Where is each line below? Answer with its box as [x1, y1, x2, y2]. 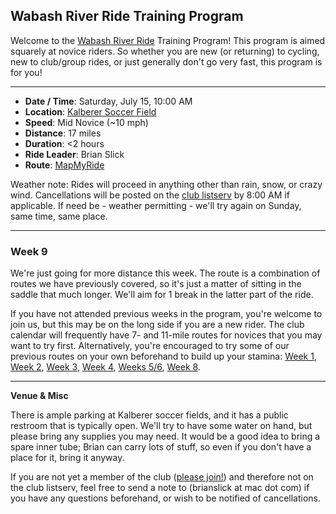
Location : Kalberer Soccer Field [24, 105, 157, 118]
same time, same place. [10, 210, 108, 222]
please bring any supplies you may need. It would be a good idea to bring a [10, 430, 321, 443]
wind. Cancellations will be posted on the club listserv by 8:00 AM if [10, 189, 290, 201]
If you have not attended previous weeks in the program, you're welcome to [10, 308, 323, 320]
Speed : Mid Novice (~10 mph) [24, 116, 149, 128]
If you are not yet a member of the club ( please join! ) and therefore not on [10, 471, 314, 483]
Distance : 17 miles [24, 127, 102, 139]
